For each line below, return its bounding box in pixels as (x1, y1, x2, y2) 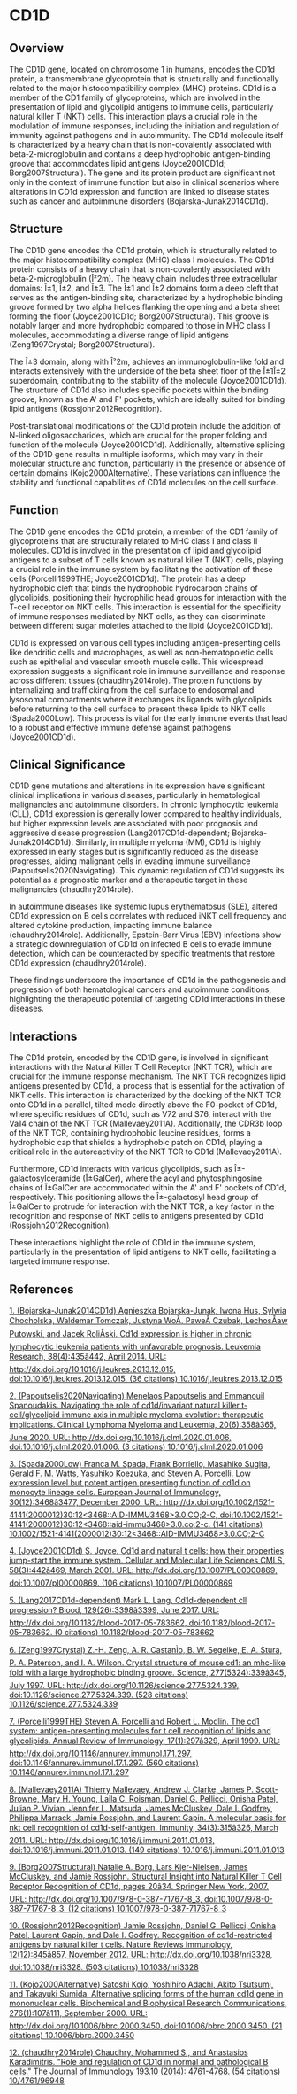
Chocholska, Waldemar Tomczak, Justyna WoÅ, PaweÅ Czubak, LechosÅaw (9, 1315, 288, 1326)
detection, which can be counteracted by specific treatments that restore (9, 949, 276, 959)
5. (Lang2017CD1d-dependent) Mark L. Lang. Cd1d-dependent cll (9, 1595, 247, 1606)
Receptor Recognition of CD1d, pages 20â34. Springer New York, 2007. (9, 1881, 270, 1892)
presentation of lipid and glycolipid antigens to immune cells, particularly (9, 102, 274, 112)
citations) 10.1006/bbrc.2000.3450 (9, 2030, 135, 2041)
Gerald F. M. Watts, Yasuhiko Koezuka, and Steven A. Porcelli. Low (9, 1468, 252, 1479)
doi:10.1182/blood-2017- (188, 1617, 276, 1628)
